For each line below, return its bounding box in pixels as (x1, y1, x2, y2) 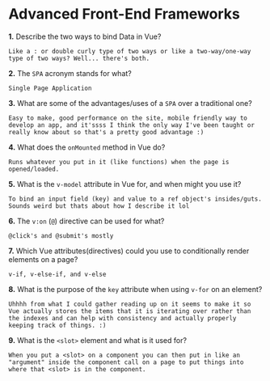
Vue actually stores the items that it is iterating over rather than (8, 307, 251, 315)
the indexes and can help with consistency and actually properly (8, 314, 237, 322)
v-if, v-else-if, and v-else (8, 270, 107, 278)
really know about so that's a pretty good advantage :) (8, 128, 205, 136)
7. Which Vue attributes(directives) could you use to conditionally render (8, 246, 250, 256)
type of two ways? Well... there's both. (8, 54, 150, 62)
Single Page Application (8, 84, 92, 92)
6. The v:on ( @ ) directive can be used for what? (8, 216, 165, 226)
